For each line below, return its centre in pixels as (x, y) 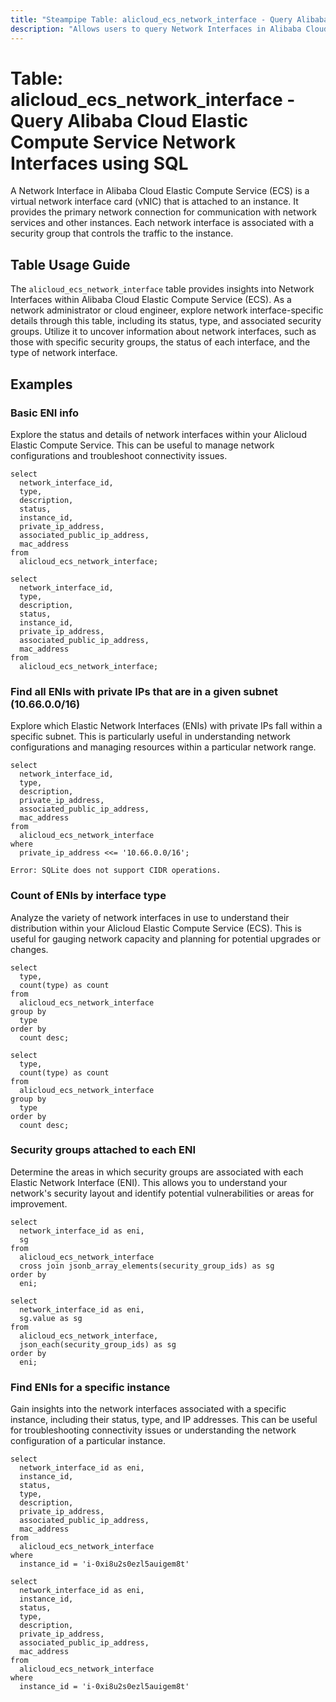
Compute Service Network (123, 142)
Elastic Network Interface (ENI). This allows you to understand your (149, 1182)
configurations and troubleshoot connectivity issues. (119, 455)
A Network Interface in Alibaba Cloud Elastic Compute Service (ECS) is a (160, 191)
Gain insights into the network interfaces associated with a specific (148, 1409)
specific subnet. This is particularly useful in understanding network (150, 737)
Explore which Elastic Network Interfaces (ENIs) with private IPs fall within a (166, 726)
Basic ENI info (45, 413)
